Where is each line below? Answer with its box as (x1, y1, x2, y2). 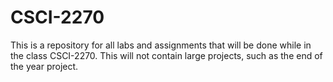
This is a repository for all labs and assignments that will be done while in (10, 39, 312, 51)
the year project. (10, 60, 79, 72)
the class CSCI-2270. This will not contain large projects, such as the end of (10, 49, 323, 61)
